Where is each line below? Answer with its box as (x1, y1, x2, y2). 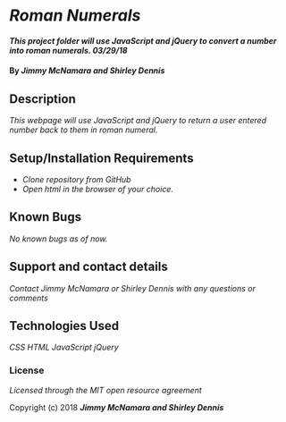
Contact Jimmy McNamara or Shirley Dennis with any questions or (9, 283, 257, 293)
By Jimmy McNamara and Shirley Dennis (9, 65, 165, 76)
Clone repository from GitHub (21, 174, 131, 184)
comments (9, 292, 49, 303)
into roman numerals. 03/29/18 (9, 45, 128, 55)
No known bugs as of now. (9, 233, 108, 244)
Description (9, 91, 76, 106)
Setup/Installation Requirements (9, 150, 194, 165)
